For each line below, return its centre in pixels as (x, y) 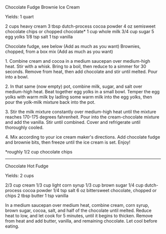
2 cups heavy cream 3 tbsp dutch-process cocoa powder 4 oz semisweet (80, 26)
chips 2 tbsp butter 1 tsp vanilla (37, 195)
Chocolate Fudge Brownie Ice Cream (42, 7)
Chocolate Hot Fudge (27, 166)
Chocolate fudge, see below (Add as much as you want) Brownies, (73, 46)
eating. (12, 226)
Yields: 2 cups (20, 175)
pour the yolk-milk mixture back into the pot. (50, 102)
